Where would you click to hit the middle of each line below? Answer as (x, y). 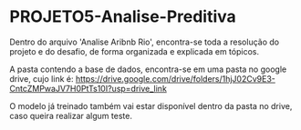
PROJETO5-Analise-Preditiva (123, 17)
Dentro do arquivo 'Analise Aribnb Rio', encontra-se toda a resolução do (145, 42)
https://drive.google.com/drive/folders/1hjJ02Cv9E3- (176, 78)
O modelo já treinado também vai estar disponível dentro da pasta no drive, (151, 105)
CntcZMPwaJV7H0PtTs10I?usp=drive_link (88, 88)
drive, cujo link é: (42, 78)
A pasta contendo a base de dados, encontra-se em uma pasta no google (148, 69)
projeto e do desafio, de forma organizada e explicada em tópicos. (135, 51)
